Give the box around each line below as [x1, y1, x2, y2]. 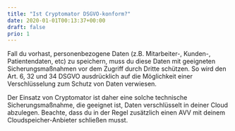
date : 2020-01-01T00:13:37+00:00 [7, 17, 106, 24]
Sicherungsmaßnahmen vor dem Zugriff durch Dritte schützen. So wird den [7, 64, 227, 73]
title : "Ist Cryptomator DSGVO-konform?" [7, 10, 131, 18]
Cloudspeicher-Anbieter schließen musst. [7, 116, 128, 125]
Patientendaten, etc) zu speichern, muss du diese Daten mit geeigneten [7, 57, 216, 66]
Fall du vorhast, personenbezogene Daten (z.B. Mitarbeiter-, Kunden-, [7, 50, 211, 58]
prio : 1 [7, 30, 30, 38]
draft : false [7, 23, 46, 30]
